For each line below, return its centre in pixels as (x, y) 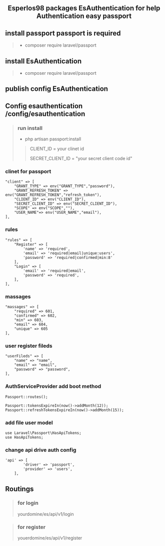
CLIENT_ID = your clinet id (57, 149)
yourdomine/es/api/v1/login (45, 514)
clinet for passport (28, 172)
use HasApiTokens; (24, 437)
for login (28, 503)
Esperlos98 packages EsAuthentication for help (84, 8)
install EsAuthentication (43, 61)
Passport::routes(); (27, 397)
